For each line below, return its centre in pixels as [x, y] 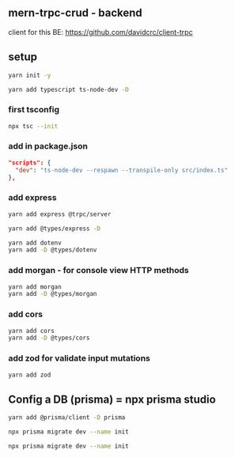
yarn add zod [30, 375]
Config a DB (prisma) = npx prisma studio [112, 399]
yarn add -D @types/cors [49, 338]
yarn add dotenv [35, 243]
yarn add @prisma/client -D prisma [67, 418]
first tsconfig [34, 110]
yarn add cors [32, 331]
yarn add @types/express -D [55, 229]
